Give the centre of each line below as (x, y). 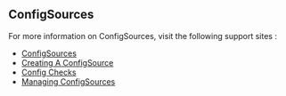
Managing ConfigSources (68, 81)
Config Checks (49, 72)
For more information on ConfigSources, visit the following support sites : (143, 36)
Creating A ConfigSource (67, 62)
